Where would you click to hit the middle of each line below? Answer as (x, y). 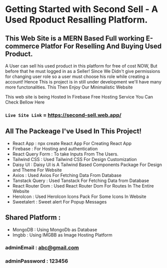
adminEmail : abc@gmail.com (42, 247)
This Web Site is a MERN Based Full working (75, 38)
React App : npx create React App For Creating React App (72, 143)
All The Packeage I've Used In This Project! (73, 131)
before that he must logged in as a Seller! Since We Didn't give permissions (83, 71)
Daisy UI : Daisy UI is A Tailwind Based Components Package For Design (87, 164)
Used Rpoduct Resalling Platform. (76, 20)
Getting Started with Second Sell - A (82, 9)
